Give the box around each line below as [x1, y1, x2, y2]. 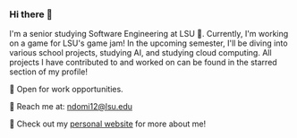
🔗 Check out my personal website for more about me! [9, 118, 207, 129]
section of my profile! [9, 66, 88, 77]
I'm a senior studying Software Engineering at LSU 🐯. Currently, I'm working [9, 29, 289, 39]
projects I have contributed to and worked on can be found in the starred [9, 57, 277, 68]
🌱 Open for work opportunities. [9, 84, 123, 95]
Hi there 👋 [9, 8, 54, 21]
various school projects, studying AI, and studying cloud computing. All [9, 47, 272, 58]
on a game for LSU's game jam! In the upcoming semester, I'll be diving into [9, 38, 288, 48]
